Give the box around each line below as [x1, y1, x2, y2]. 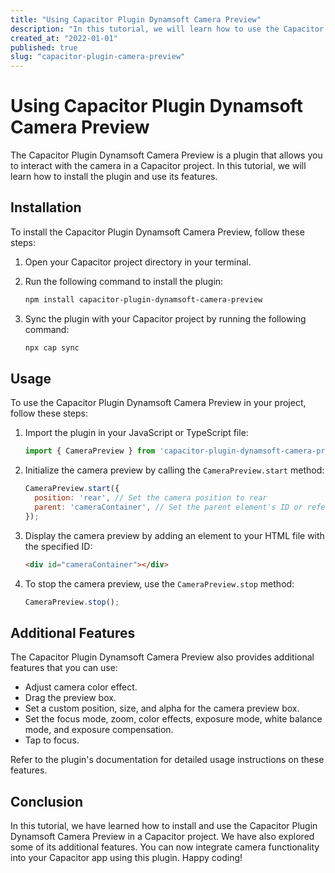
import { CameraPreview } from [24, 446, 156, 456]
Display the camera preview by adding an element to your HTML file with [24, 529, 325, 541]
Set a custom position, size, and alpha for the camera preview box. [24, 702, 300, 715]
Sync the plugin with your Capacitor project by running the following [24, 312, 307, 325]
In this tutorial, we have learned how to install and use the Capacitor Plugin [10, 820, 318, 832]
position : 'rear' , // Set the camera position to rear [34, 493, 268, 503]
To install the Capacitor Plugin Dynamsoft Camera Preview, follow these [10, 226, 305, 238]
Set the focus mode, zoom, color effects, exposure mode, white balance [24, 713, 323, 725]
